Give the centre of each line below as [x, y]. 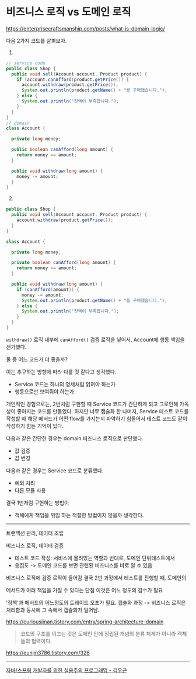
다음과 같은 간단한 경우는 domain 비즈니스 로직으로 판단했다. [75, 438]
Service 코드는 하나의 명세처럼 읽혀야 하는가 [65, 384]
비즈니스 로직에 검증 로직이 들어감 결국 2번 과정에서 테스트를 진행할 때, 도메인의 [96, 578]
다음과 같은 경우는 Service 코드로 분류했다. [55, 470]
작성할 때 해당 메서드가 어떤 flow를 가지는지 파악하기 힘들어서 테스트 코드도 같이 [97, 419]
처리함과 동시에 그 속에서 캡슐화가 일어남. [53, 610]
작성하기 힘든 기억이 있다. [35, 426]
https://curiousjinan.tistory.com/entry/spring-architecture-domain [85, 622]
